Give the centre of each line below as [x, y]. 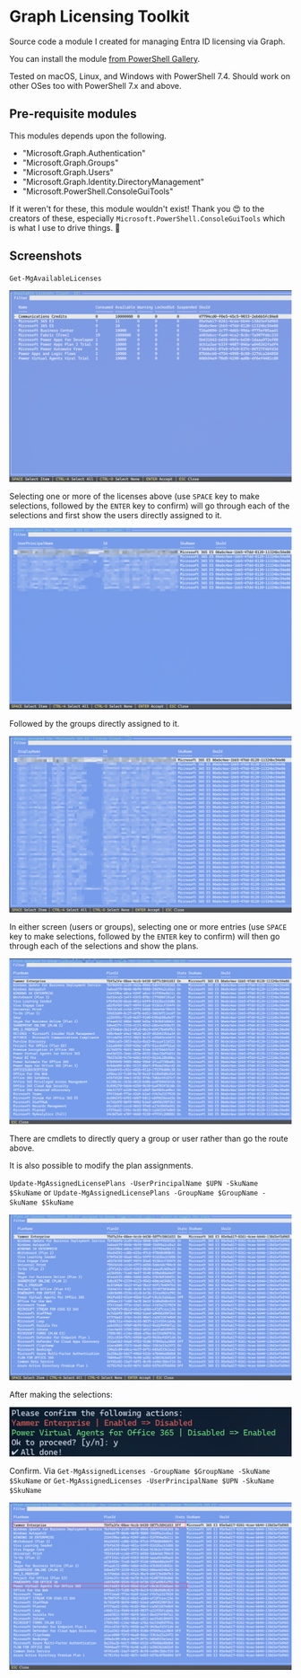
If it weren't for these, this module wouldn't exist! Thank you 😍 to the [137, 208]
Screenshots [46, 256]
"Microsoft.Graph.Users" [68, 172]
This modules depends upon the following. [88, 136]
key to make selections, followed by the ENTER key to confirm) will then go [145, 937]
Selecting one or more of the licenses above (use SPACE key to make [134, 497]
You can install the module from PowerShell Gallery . [105, 58]
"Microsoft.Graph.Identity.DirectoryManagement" [113, 181]
